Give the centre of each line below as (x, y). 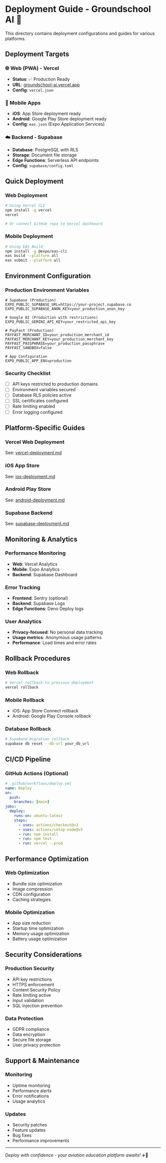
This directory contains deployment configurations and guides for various (80, 33)
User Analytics (23, 621)
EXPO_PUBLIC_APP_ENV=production (38, 361)
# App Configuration (26, 356)
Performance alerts (32, 1091)
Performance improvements (41, 1141)
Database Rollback (28, 729)
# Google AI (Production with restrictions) (52, 317)
